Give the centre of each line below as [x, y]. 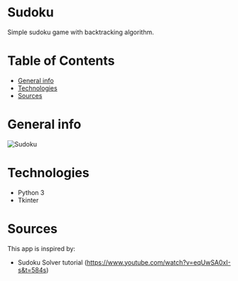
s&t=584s [32, 270]
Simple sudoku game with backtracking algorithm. [81, 32]
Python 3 [31, 192]
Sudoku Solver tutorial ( [52, 262]
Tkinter [28, 200]
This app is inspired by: [42, 248]
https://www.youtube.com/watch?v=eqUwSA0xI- [158, 262]
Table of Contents [61, 61]
